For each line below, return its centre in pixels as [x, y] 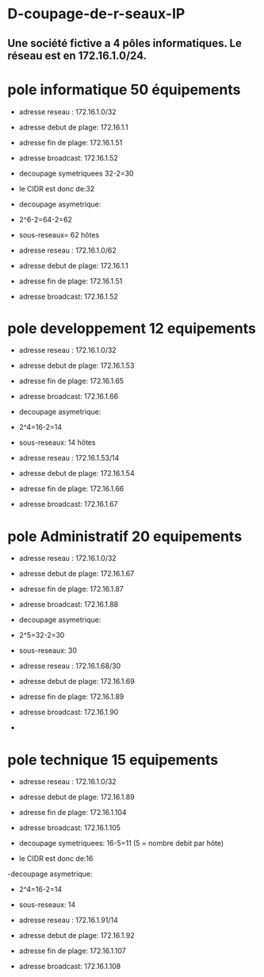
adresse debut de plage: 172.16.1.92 [77, 936]
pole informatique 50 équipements [124, 89]
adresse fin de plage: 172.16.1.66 [71, 488]
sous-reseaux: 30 [48, 651]
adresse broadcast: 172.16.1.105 [69, 828]
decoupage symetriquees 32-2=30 [76, 173]
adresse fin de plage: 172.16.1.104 [73, 813]
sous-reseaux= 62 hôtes [59, 234]
